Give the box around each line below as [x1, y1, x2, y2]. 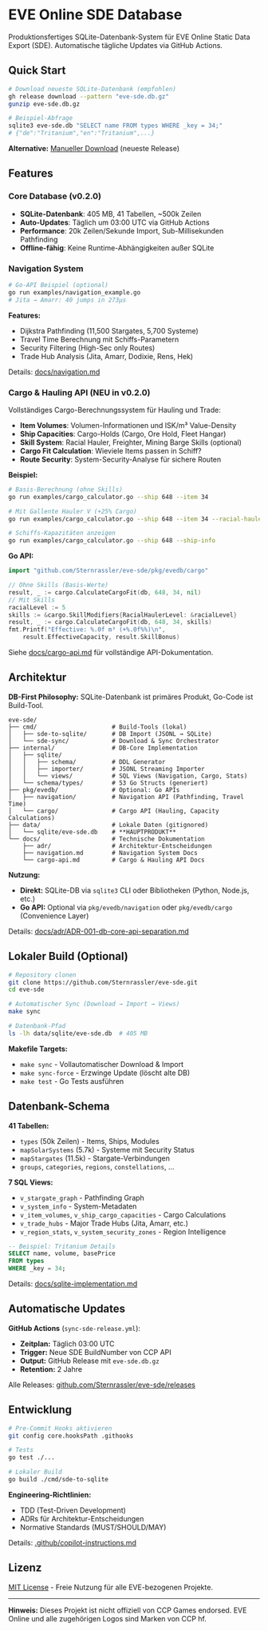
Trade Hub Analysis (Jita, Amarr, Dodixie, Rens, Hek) [19, 351, 194, 361]
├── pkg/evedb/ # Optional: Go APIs [8, 786, 180, 794]
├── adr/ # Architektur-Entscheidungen [22, 841, 213, 849]
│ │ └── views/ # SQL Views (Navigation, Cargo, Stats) [8, 772, 248, 780]
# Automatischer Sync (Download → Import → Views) [8, 1000, 180, 1009]
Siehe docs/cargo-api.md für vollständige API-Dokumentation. [8, 648, 214, 658]
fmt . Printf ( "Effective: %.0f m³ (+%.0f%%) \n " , [8, 626, 166, 634]
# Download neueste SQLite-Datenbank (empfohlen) [8, 85, 177, 93]
